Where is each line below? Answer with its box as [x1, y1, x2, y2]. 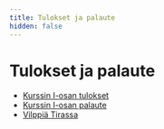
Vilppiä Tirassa [22, 109, 79, 120]
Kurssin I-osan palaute [22, 100, 107, 111]
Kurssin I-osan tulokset [22, 90, 110, 101]
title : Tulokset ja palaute [9, 13, 116, 23]
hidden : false [9, 22, 63, 31]
